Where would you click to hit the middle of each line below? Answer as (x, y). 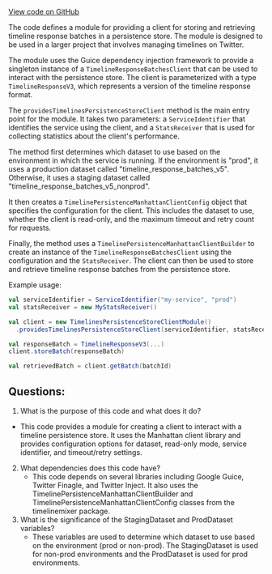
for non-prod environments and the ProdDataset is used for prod (140, 554)
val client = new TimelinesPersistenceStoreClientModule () (110, 322)
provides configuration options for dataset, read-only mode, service (133, 444)
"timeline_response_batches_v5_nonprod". (79, 186)
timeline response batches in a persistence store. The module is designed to (136, 36)
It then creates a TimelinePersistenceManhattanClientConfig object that (128, 202)
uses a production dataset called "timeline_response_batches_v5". (119, 169)
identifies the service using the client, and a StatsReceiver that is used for (132, 128)
